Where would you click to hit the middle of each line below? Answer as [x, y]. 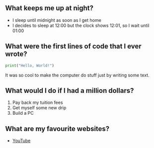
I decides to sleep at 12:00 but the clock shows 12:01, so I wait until [81, 25]
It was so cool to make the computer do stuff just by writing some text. [77, 75]
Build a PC [23, 113]
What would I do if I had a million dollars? [70, 91]
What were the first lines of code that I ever [73, 46]
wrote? [16, 54]
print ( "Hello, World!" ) [30, 66]
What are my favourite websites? [57, 129]
